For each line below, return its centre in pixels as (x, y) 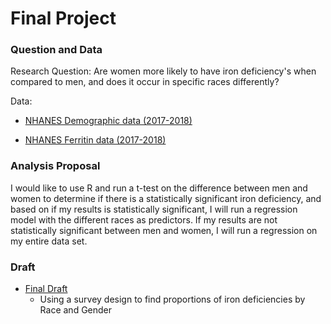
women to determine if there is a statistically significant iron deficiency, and (166, 198)
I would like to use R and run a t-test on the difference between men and (159, 188)
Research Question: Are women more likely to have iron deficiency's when (163, 71)
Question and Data (56, 50)
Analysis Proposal (55, 166)
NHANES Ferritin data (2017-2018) (95, 140)
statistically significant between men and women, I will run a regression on (164, 230)
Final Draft (46, 289)
